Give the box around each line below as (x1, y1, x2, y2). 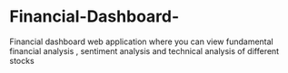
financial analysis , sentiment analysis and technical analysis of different (9, 45, 280, 56)
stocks (9, 55, 35, 66)
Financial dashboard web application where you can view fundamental (9, 36, 274, 47)
